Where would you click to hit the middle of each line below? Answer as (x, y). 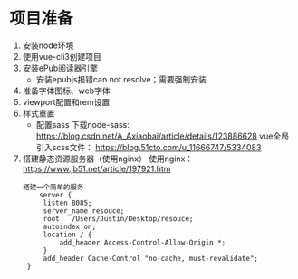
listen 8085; (67, 203)
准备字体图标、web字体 (66, 91)
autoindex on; (70, 226)
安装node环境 (48, 45)
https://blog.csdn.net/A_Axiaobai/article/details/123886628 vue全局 (163, 136)
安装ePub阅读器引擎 (60, 68)
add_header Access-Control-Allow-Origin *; (143, 242)
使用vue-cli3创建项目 (62, 56)
